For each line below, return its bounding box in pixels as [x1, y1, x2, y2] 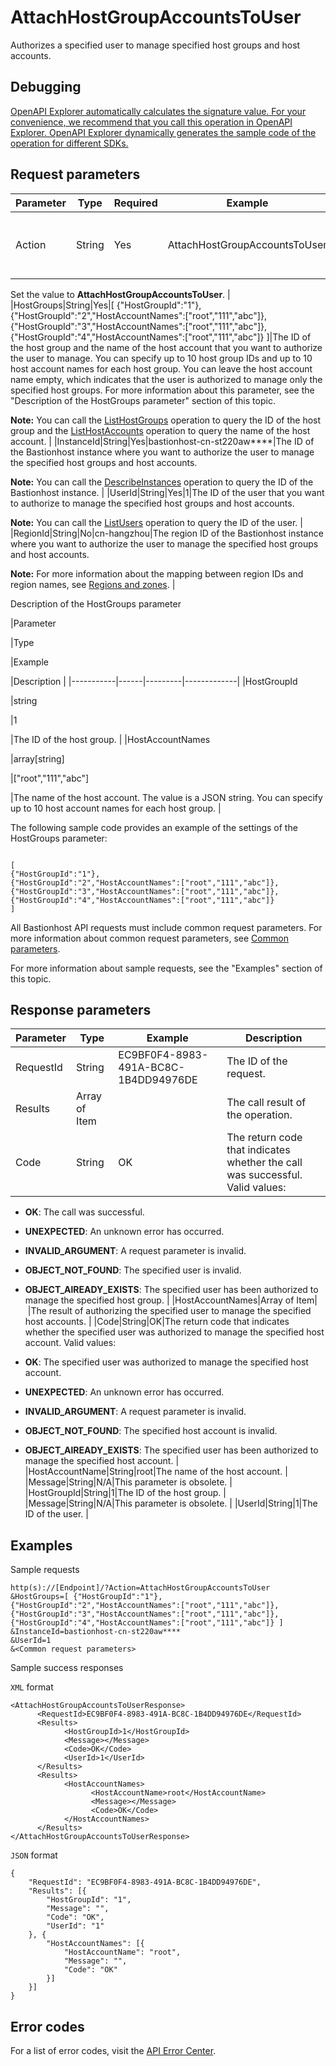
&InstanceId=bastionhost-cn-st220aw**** [10, 1627, 182, 1637]
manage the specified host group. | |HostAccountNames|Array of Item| [24, 1294, 318, 1306]
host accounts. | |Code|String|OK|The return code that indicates [24, 1316, 290, 1328]
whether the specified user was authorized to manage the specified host [24, 1326, 325, 1338]
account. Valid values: [24, 1337, 117, 1349]
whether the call [226, 1156, 303, 1170]
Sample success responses [10, 1662, 124, 1674]
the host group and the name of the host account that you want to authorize [10, 341, 323, 353]
